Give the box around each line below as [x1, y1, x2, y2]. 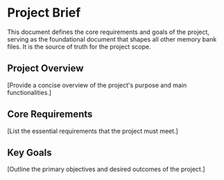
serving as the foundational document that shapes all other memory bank [7, 35, 217, 43]
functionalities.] [7, 88, 52, 96]
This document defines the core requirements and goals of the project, [7, 28, 210, 36]
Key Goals [7, 147, 52, 159]
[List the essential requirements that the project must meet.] [7, 127, 178, 135]
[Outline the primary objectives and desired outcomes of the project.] [7, 165, 206, 174]
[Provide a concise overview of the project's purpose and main [7, 81, 187, 89]
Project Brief [7, 5, 81, 21]
